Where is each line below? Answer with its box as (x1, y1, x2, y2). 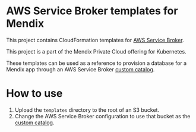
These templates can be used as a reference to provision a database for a (6, 59, 187, 67)
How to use (6, 87, 63, 100)
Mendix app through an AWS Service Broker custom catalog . (6, 65, 155, 73)
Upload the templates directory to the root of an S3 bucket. (14, 106, 159, 114)
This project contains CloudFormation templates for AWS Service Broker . (6, 36, 184, 43)
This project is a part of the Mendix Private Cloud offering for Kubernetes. (6, 48, 186, 55)
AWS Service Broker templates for (6, 4, 178, 18)
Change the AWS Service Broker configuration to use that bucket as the (14, 112, 191, 120)
